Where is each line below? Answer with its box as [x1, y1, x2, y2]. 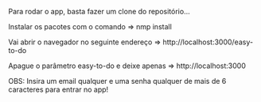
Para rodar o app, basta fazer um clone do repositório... [8, 7, 190, 16]
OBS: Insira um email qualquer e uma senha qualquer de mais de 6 [8, 77, 227, 85]
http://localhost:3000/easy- [162, 37, 253, 47]
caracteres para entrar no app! [8, 85, 109, 94]
